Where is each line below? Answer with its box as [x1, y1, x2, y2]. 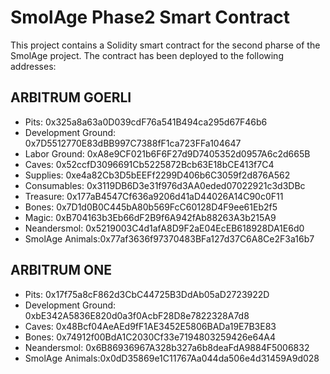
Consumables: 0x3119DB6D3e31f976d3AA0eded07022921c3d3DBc [24, 179, 306, 191]
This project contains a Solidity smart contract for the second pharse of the [10, 39, 321, 51]
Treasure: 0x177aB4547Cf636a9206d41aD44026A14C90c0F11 [24, 190, 284, 202]
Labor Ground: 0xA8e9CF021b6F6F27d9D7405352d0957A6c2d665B [24, 147, 311, 160]
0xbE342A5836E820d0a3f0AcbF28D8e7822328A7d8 [24, 309, 250, 321]
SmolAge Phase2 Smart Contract [10, 6, 290, 29]
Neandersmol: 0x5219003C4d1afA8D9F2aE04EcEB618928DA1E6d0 [24, 222, 305, 234]
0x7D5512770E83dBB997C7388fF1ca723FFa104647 [24, 137, 242, 149]
